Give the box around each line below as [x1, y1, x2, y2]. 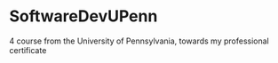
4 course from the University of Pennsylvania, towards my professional [9, 35, 269, 46]
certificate [9, 44, 47, 55]
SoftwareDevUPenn [9, 6, 158, 27]
